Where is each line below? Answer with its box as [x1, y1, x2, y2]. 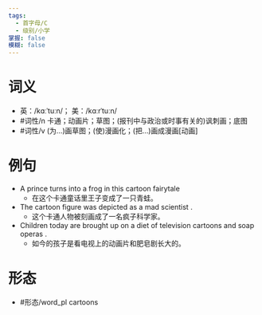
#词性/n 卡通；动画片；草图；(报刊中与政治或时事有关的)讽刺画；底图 [19, 116, 248, 126]
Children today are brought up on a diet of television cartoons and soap [19, 221, 255, 230]
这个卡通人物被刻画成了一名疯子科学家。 [31, 212, 165, 221]
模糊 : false [8, 41, 45, 49]
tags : [8, 11, 26, 20]
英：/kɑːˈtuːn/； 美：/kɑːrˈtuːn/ [19, 106, 117, 116]
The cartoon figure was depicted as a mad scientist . [19, 203, 193, 211]
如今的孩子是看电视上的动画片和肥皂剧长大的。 [31, 238, 186, 248]
